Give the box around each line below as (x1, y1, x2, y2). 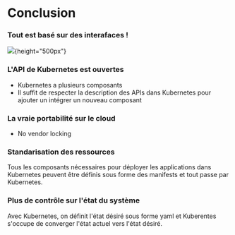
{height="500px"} (14, 47, 67, 56)
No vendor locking (17, 129, 72, 138)
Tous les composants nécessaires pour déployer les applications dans (7, 163, 212, 171)
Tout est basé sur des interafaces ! (7, 30, 128, 40)
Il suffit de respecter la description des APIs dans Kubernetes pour (17, 88, 212, 97)
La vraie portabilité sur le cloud (7, 113, 116, 123)
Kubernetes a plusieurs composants (17, 80, 123, 89)
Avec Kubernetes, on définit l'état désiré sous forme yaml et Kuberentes (7, 212, 217, 220)
